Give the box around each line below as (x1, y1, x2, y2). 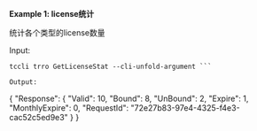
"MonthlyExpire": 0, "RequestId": (9, 103, 129, 113)
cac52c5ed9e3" (9, 112, 68, 122)
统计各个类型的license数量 (9, 27, 105, 38)
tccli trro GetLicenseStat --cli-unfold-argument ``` (9, 62, 213, 71)
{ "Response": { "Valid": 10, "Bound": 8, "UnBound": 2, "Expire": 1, (9, 93, 249, 104)
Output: (9, 78, 38, 87)
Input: (9, 45, 31, 56)
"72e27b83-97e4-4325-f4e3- (130, 103, 241, 113)
